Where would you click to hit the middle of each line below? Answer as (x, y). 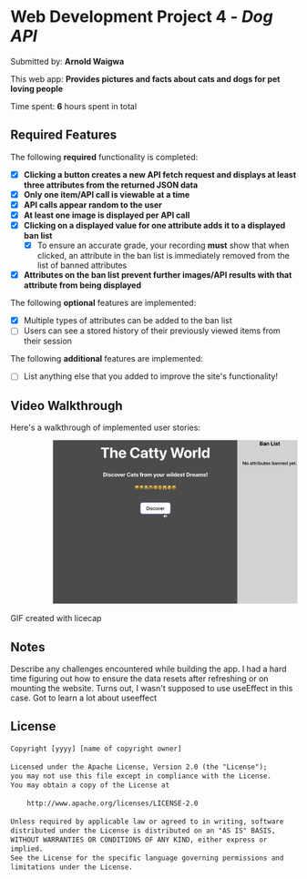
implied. (27, 849)
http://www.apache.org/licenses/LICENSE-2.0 (113, 803)
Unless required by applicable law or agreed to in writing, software (147, 822)
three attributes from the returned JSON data (111, 185)
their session (47, 341)
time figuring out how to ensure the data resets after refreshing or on (139, 678)
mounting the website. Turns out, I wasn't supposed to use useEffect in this (152, 688)
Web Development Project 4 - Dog (142, 17)
